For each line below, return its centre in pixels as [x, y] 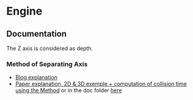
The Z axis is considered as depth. [50, 48]
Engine [24, 11]
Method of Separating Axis [47, 64]
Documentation [37, 34]
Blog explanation [36, 77]
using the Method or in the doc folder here [68, 90]
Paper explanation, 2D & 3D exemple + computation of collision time [101, 84]
